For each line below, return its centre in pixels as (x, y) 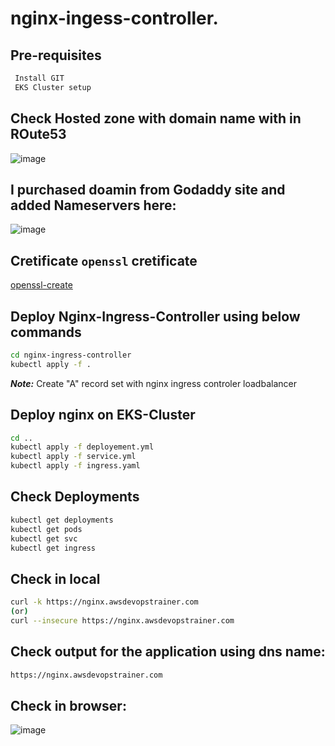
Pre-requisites (56, 55)
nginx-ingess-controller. (114, 18)
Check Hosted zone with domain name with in (156, 118)
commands (46, 332)
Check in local (55, 578)
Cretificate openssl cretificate (104, 260)
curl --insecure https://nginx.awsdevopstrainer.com (122, 620)
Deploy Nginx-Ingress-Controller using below (155, 316)
